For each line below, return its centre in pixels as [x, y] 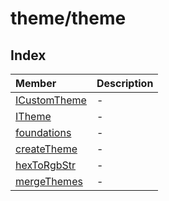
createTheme [46, 149]
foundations [43, 132]
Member [36, 83]
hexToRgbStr [46, 165]
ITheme [33, 116]
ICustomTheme [51, 100]
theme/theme [68, 18]
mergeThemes [49, 181]
